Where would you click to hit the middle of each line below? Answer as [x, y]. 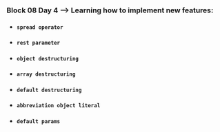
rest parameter [38, 43]
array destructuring [46, 74]
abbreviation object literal [58, 106]
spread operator [40, 27]
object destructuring [47, 58]
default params [38, 122]
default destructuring [49, 90]
